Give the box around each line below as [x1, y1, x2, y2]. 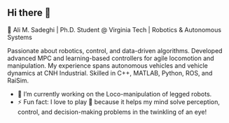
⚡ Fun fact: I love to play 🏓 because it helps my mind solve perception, [17, 97, 221, 106]
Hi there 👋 [7, 7, 51, 19]
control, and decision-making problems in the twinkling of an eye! [17, 108, 207, 116]
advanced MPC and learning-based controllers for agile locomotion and [7, 54, 215, 62]
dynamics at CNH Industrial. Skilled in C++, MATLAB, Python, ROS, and [7, 68, 213, 77]
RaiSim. [7, 76, 29, 85]
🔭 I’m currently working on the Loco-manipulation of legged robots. [17, 89, 212, 98]
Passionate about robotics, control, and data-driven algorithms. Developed [7, 46, 223, 55]
